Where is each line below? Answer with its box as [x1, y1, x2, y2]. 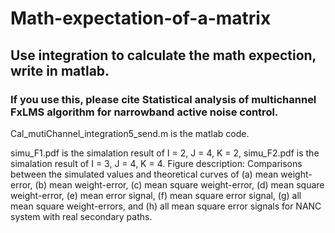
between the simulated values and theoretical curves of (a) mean [10, 168, 279, 180]
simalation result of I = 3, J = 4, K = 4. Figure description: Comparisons [10, 157, 303, 169]
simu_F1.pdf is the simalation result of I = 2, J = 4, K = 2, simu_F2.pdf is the [10, 147, 320, 159]
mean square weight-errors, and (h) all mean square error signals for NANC [10, 200, 322, 212]
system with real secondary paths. [10, 210, 153, 222]
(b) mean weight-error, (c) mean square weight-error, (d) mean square [34, 178, 325, 191]
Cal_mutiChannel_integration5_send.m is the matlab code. [10, 127, 250, 139]
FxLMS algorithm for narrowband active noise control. [10, 105, 279, 119]
